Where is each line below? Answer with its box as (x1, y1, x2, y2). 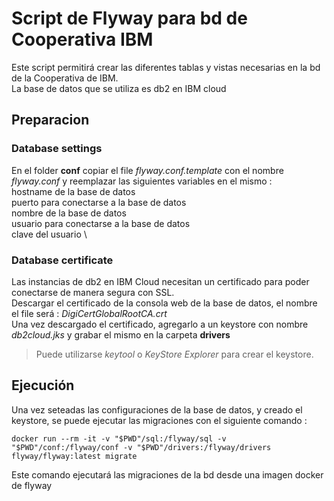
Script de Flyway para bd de (11, 7, 248, 30)
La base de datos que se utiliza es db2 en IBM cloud (11, 82, 227, 94)
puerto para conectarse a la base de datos (11, 196, 187, 208)
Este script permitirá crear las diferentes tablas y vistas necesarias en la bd (11, 61, 321, 73)
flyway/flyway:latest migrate (11, 451, 138, 461)
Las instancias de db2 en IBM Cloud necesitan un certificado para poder (11, 275, 310, 287)
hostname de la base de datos (11, 185, 136, 197)
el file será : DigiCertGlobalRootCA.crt (11, 307, 168, 319)
